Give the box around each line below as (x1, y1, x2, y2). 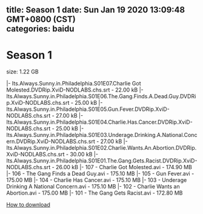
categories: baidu (6, 24, 75, 34)
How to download (6, 201, 50, 209)
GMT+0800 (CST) (6, 15, 76, 25)
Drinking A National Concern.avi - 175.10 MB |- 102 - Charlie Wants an (6, 183, 180, 190)
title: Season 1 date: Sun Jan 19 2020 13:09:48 (6, 5, 185, 15)
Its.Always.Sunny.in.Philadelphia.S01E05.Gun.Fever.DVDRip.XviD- (6, 105, 170, 113)
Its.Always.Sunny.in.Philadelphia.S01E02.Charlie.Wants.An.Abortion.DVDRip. (6, 144, 197, 152)
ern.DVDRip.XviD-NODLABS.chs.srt (6, 138, 95, 145)
